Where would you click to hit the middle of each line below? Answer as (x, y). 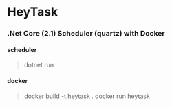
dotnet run (39, 65)
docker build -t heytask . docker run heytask (87, 96)
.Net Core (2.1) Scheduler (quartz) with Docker (86, 34)
